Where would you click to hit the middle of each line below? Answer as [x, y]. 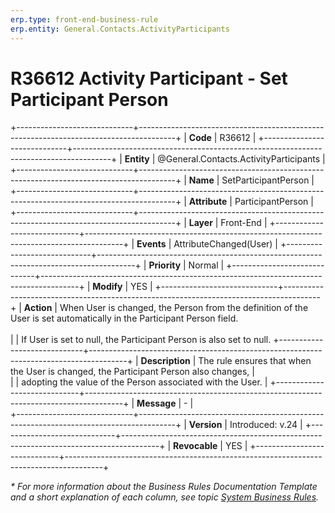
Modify [107, 287]
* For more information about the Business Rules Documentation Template [164, 487]
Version [205, 425]
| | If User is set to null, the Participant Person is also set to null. [141, 340]
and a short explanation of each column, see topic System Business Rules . [165, 497]
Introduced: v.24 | [266, 425]
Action [38, 308]
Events [151, 244]
